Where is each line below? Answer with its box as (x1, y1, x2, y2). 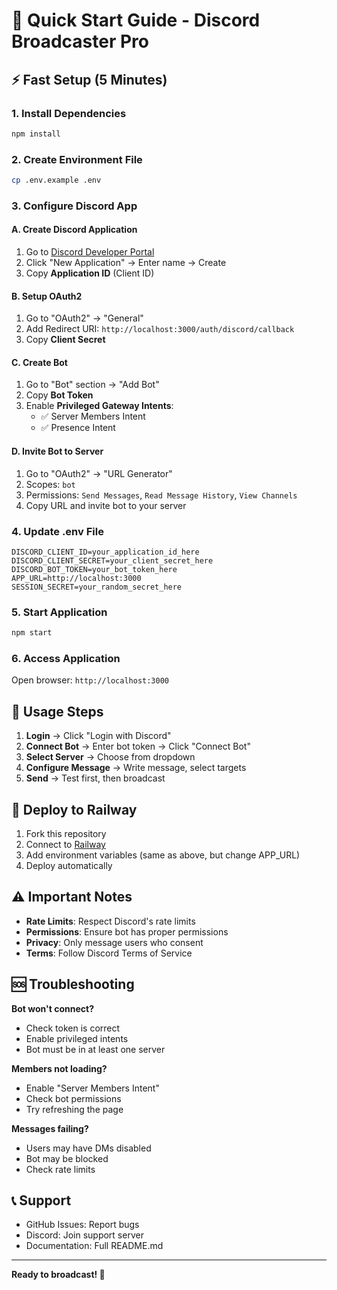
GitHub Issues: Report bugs (25, 1219, 140, 1231)
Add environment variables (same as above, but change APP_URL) (25, 849, 301, 861)
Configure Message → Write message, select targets (25, 762, 247, 774)
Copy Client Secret (25, 334, 106, 346)
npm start (11, 628, 53, 638)
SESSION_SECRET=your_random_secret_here (11, 582, 183, 592)
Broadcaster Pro (11, 30, 150, 53)
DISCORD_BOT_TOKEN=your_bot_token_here (11, 564, 178, 574)
